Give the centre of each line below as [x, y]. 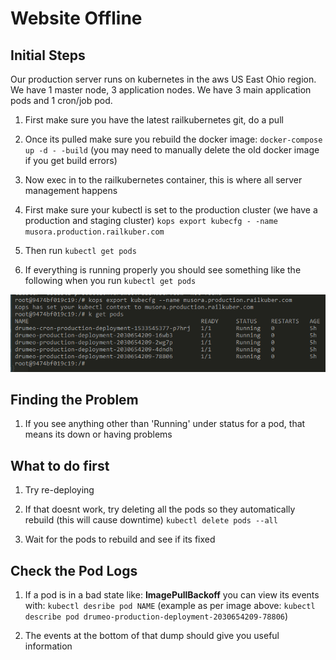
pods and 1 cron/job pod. [61, 100]
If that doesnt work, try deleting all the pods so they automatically [160, 509]
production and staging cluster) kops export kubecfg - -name [151, 220]
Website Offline [76, 18]
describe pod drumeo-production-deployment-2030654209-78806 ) [156, 616]
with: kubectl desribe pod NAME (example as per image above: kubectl [170, 605]
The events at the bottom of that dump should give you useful [152, 635]
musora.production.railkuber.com [94, 232]
